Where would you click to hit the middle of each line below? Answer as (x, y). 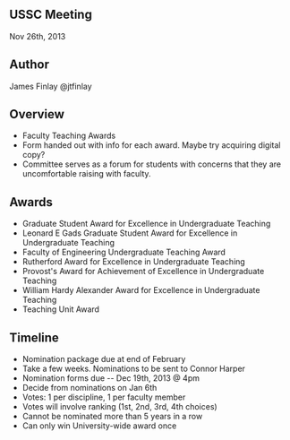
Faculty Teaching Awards (69, 136)
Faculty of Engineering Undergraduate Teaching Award (124, 252)
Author (29, 65)
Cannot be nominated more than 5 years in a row (112, 417)
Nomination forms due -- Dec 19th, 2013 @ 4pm (111, 378)
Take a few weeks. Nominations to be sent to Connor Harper (134, 369)
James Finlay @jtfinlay (51, 86)
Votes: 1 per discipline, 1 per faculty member (104, 397)
